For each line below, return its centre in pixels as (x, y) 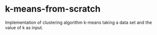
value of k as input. (24, 27)
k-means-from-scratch (53, 9)
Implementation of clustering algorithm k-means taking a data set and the (78, 22)
